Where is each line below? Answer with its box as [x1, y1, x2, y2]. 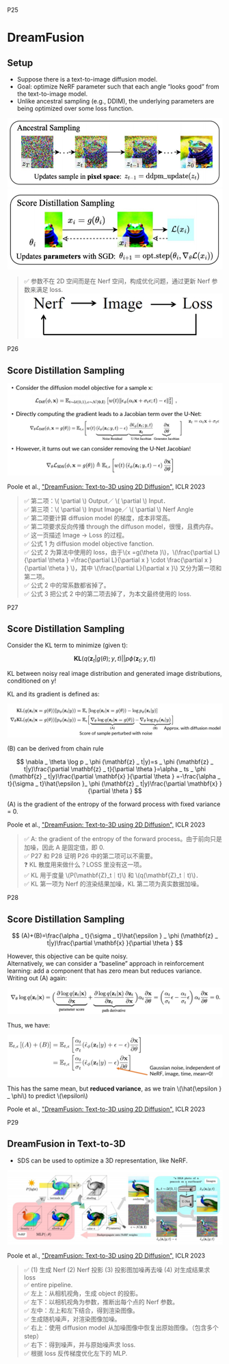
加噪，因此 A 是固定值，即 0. [23, 843, 105, 852]
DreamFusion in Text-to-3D [7, 1138, 126, 1150]
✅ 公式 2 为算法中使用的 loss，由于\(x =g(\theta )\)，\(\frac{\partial [23, 548, 213, 556]
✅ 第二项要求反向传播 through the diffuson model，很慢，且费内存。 [23, 522, 217, 531]
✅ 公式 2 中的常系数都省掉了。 [23, 581, 110, 589]
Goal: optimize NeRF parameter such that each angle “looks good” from [16, 82, 220, 90]
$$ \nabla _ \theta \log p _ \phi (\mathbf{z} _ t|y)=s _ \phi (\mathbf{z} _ [16, 757, 214, 766]
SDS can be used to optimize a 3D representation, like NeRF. [16, 1156, 188, 1165]
